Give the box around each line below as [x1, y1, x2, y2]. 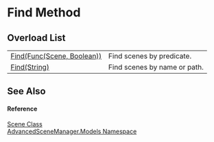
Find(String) [10, 63, 49, 72]
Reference [7, 104, 38, 113]
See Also [7, 85, 46, 97]
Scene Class [7, 119, 43, 128]
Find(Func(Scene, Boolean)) [10, 51, 102, 61]
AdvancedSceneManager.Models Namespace [7, 127, 137, 135]
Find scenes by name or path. [108, 63, 204, 72]
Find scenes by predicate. [108, 51, 192, 61]
